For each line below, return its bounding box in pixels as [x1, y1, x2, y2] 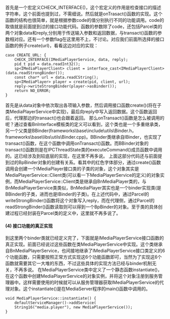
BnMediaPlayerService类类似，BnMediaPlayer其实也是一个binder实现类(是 [5, 185, 161, 190]
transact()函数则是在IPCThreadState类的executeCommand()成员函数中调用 [5, 147, 162, 152]
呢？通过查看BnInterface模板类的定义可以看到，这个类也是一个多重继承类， [5, 121, 163, 127]
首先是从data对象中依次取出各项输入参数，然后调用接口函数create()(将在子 [5, 102, 162, 108]
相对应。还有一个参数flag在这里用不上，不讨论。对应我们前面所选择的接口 [9, 36, 165, 42]
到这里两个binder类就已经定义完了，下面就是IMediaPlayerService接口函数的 [5, 235, 164, 241]
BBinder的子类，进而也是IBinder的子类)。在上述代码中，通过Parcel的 [5, 191, 150, 197]
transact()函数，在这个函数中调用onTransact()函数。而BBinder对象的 [5, 140, 149, 146]
